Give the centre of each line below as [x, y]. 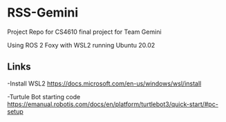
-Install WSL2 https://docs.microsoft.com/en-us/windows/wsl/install [104, 83]
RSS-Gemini [43, 13]
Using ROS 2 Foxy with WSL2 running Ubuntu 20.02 [81, 45]
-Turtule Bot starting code [44, 96]
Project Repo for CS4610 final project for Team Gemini [84, 32]
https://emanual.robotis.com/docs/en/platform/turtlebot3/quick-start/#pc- [113, 104]
